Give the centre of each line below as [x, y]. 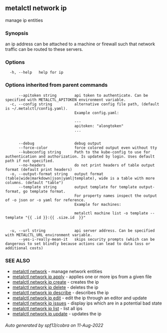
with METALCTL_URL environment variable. [49, 235]
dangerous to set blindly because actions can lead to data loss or [78, 244]
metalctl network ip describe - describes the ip [60, 293]
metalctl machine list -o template [111, 213]
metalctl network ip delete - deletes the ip [55, 287]
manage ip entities [24, 20]
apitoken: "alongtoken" [99, 126]
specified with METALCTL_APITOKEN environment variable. [66, 100]
